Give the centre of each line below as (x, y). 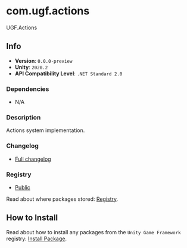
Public (23, 187)
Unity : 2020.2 (31, 67)
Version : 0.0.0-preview (43, 60)
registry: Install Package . (37, 238)
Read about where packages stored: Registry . (62, 199)
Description (24, 117)
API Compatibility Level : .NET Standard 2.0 (68, 74)
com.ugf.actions (48, 11)
